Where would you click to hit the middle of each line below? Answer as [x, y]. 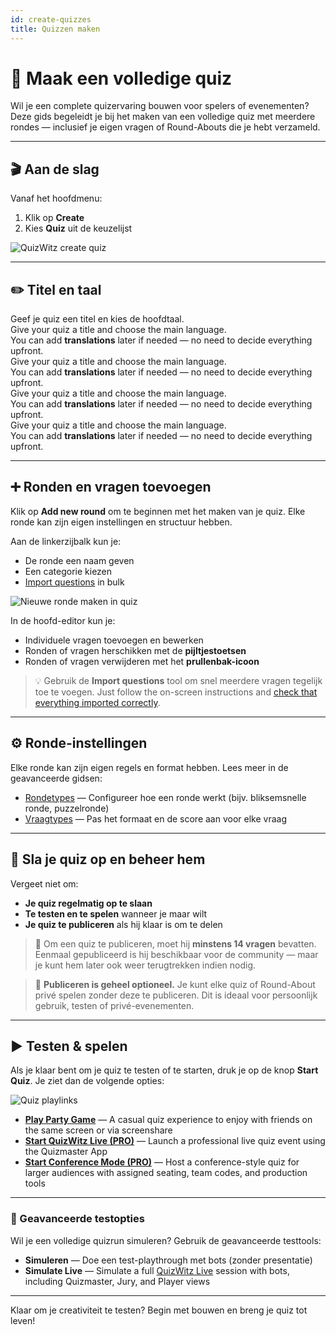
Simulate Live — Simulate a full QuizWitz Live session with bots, [157, 1270]
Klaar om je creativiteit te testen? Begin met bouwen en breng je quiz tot [159, 1310]
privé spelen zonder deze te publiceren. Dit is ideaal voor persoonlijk [176, 995]
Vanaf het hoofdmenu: [56, 198]
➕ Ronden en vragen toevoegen [111, 487]
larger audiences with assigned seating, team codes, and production [166, 1173]
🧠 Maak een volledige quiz [121, 78]
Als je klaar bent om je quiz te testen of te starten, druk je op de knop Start [164, 1070]
